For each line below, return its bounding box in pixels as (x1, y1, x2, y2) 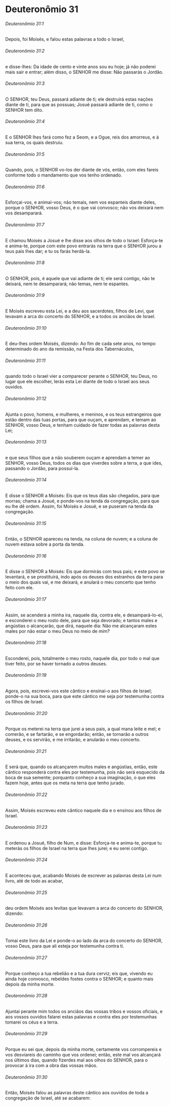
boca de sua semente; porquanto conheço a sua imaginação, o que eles (5, 775, 156, 781)
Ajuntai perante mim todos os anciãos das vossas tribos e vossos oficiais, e (5, 1008, 163, 1014)
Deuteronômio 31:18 (5, 640, 47, 646)
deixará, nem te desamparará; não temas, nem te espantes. (5, 281, 130, 287)
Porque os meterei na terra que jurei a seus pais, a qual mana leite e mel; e (5, 726, 161, 732)
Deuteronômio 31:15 (5, 520, 47, 526)
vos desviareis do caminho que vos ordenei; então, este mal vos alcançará (5, 1052, 161, 1058)
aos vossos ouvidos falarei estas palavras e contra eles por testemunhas (5, 1013, 157, 1020)
